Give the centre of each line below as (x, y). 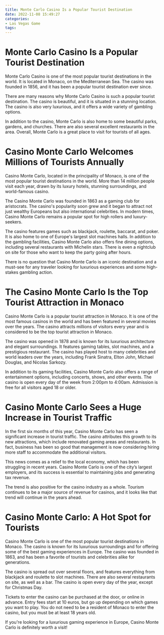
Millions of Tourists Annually (65, 162)
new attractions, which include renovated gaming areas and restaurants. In (80, 442)
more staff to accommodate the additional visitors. (56, 452)
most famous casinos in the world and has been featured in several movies (81, 321)
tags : (11, 28)
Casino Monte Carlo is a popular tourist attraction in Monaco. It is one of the (82, 316)
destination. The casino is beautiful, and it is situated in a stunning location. (81, 102)
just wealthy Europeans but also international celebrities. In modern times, (80, 211)
